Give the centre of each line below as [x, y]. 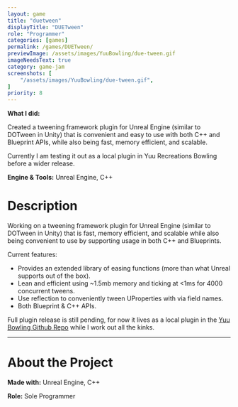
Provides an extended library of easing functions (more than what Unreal [124, 268]
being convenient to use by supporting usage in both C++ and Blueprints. [114, 241]
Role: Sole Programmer [41, 396]
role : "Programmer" [36, 34]
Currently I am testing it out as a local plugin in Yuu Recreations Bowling [112, 156]
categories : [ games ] [38, 40]
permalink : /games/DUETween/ [50, 47]
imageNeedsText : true [39, 60]
